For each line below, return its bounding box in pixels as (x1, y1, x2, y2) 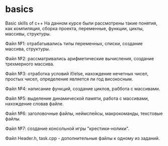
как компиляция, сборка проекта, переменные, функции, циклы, (5, 25, 144, 31)
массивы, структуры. (5, 31, 51, 37)
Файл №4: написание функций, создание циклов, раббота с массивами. (5, 85, 160, 91)
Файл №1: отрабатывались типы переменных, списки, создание (5, 40, 143, 46)
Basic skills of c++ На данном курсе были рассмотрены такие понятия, (5, 20, 158, 26)
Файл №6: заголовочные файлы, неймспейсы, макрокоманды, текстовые (5, 110, 163, 116)
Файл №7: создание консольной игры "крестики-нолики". (5, 125, 129, 131)
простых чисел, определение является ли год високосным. (5, 76, 133, 82)
